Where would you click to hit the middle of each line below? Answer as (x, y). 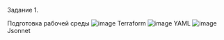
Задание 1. (23, 10)
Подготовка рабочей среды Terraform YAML (99, 23)
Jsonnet (19, 31)
